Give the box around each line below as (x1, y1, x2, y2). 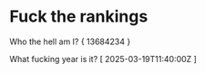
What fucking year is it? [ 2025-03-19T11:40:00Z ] (9, 53, 198, 64)
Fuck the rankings (9, 6, 149, 27)
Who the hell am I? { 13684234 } (9, 36, 131, 47)
